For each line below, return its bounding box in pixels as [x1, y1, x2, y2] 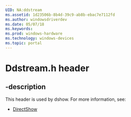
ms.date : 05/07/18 [5, 21, 44, 27]
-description [5, 82, 46, 92]
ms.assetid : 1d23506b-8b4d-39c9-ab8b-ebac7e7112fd [5, 12, 115, 17]
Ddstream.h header [5, 62, 90, 74]
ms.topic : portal [5, 41, 42, 46]
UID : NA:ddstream [5, 7, 42, 13]
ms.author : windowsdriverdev [5, 17, 67, 22]
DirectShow [12, 106, 37, 112]
